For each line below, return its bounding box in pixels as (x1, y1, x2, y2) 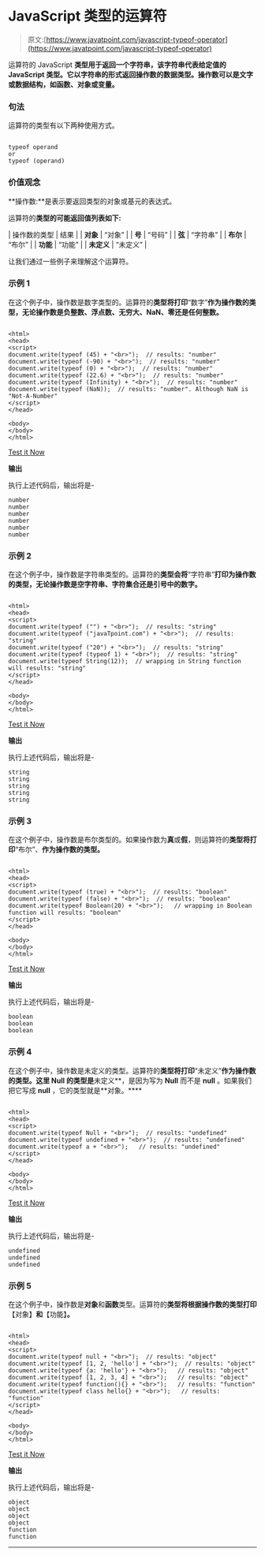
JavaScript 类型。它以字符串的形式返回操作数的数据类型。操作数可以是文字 (8, 69, 254, 79)
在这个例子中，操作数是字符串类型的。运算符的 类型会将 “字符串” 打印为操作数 (8, 569, 256, 580)
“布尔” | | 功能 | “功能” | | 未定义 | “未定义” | (8, 240, 147, 249)
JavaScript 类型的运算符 (8, 7, 167, 25)
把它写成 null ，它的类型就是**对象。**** (8, 1085, 142, 1095)
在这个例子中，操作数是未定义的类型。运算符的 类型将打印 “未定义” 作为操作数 (8, 1065, 256, 1075)
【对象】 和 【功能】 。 (8, 1310, 74, 1319)
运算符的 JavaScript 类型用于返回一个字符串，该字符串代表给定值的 (8, 60, 227, 69)
